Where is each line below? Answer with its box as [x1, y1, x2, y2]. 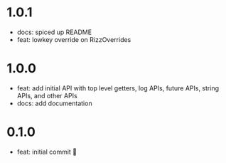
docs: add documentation [16, 99, 93, 107]
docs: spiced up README [16, 28, 92, 36]
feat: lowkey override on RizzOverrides [16, 35, 131, 43]
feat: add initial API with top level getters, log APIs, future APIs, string [16, 83, 220, 93]
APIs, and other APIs [16, 91, 77, 100]
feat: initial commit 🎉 [16, 147, 77, 156]
